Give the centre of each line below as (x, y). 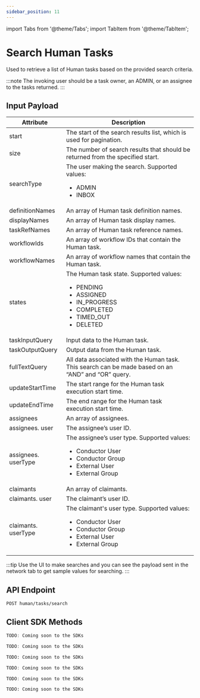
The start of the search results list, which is (126, 133)
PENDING (90, 288)
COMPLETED (95, 310)
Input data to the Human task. (107, 340)
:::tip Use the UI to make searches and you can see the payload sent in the (97, 565)
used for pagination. (94, 140)
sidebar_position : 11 (33, 12)
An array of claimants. (97, 489)
